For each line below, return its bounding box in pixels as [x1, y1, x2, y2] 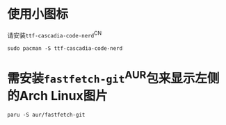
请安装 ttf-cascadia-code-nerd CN [7, 29, 102, 39]
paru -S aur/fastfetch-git [7, 111, 86, 118]
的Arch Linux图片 [7, 88, 108, 104]
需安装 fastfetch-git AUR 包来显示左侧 [7, 67, 220, 87]
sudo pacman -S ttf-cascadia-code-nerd [7, 44, 123, 52]
